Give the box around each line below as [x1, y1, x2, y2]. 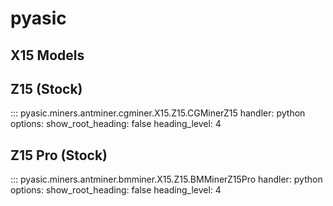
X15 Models [10, 47, 85, 64]
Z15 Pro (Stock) [10, 147, 108, 164]
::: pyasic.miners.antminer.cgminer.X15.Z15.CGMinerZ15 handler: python [10, 107, 306, 119]
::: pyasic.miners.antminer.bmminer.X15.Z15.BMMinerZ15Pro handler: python [10, 173, 323, 186]
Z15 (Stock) [10, 80, 83, 97]
